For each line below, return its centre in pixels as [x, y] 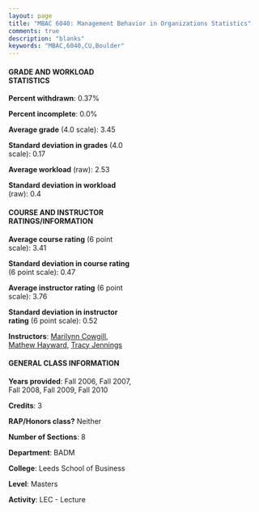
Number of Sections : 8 [47, 437]
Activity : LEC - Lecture [47, 499]
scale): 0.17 [27, 154]
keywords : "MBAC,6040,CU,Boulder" [67, 46]
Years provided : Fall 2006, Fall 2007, [70, 381]
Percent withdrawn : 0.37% [54, 99]
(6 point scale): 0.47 [42, 272]
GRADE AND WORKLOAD [51, 72]
